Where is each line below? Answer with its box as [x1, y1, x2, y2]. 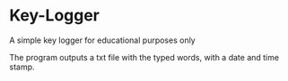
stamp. [9, 61, 35, 72]
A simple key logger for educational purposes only [9, 35, 196, 45]
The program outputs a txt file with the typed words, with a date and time [9, 52, 280, 62]
